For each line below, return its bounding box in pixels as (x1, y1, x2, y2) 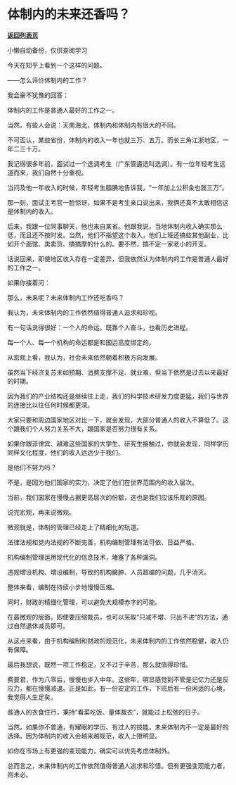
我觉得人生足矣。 (7, 693, 57, 701)
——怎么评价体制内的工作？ (7, 75, 88, 84)
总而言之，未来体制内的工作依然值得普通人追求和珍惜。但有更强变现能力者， (7, 761, 229, 770)
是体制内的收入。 (7, 207, 57, 215)
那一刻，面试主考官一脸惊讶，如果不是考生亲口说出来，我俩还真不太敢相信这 (7, 198, 229, 206)
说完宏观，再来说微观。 (7, 508, 75, 516)
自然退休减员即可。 (13, 621, 69, 630)
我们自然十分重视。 (31, 168, 88, 177)
